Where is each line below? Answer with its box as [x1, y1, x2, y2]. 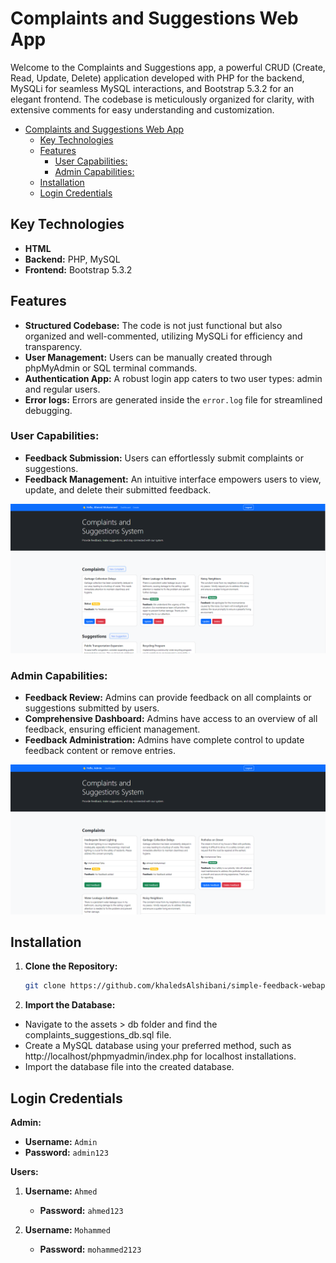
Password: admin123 [24, 1147, 109, 1159]
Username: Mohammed [24, 1224, 111, 1236]
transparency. [24, 340, 83, 352]
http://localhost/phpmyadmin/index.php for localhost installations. [24, 1050, 297, 1062]
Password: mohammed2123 [39, 1243, 142, 1256]
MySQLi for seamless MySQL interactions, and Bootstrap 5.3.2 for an [10, 82, 295, 94]
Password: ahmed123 [39, 1205, 124, 1217]
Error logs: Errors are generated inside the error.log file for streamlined [24, 393, 323, 406]
